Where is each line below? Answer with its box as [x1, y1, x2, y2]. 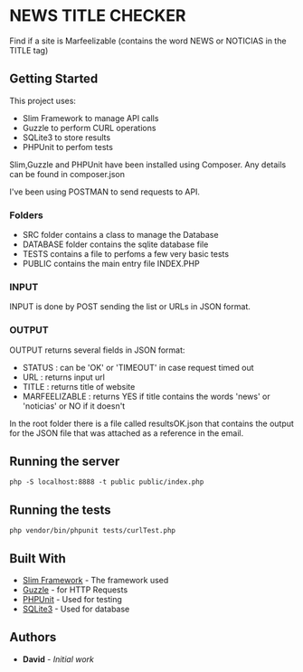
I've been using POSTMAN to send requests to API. [9, 186, 201, 197]
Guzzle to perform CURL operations [22, 122, 156, 133]
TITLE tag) [9, 44, 49, 55]
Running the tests [9, 502, 111, 517]
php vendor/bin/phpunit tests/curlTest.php [9, 526, 176, 535]
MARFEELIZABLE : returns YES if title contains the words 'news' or [22, 391, 270, 402]
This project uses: [9, 95, 77, 106]
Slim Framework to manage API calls [22, 112, 159, 123]
